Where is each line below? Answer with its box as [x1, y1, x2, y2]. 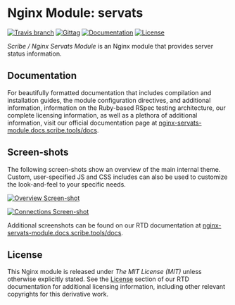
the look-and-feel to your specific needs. [7, 180, 127, 188]
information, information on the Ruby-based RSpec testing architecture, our [7, 104, 227, 112]
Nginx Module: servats [7, 5, 144, 21]
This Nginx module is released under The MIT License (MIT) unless [7, 268, 202, 276]
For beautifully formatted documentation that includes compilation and [7, 88, 212, 97]
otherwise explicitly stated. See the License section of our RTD [7, 275, 190, 283]
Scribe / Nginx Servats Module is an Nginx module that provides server [7, 42, 214, 50]
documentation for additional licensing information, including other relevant [7, 282, 226, 291]
